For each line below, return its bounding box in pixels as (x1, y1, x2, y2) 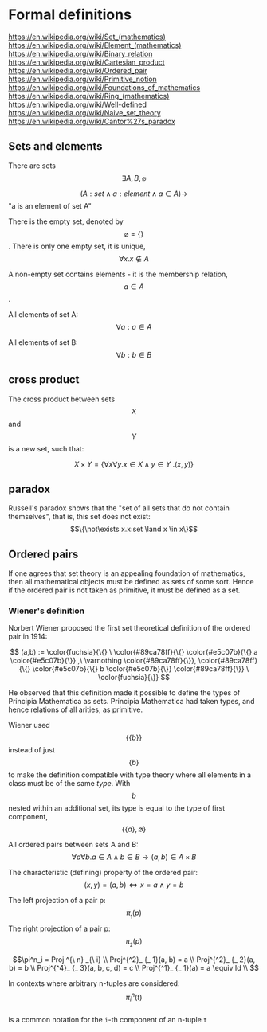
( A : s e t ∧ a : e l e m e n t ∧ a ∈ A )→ (80, 189, 188, 198)
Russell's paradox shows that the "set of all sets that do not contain (8, 503, 230, 513)
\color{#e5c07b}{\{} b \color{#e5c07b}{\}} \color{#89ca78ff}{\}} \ (32, 664, 249, 674)
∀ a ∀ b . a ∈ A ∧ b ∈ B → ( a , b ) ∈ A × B (71, 852, 197, 862)
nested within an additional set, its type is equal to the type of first (8, 803, 226, 813)
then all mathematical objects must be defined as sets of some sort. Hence (8, 577, 255, 587)
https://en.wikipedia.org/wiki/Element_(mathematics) (8, 40, 182, 49)
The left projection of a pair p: (8, 896, 106, 905)
